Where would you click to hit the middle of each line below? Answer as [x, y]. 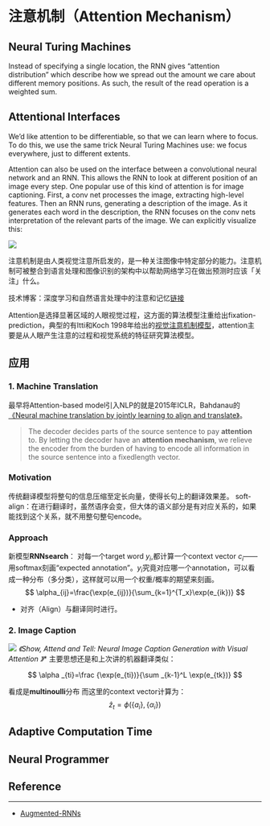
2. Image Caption [42, 630]
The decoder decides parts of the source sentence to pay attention [140, 431]
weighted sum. [33, 92]
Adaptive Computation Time [80, 732]
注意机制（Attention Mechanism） [124, 17]
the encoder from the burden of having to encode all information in [139, 448]
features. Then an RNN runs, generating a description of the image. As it [128, 203]
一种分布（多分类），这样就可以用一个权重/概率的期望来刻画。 [117, 579]
